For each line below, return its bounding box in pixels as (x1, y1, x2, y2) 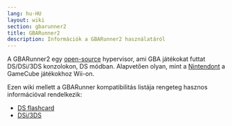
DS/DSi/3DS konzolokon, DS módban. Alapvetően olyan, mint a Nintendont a (7, 62, 226, 71)
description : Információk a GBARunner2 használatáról (7, 36, 166, 43)
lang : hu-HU (7, 10, 42, 17)
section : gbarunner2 (7, 23, 67, 30)
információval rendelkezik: (7, 91, 82, 99)
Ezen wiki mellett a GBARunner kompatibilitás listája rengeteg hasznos (7, 83, 208, 91)
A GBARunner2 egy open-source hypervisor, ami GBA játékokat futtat (7, 55, 206, 63)
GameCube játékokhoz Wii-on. (7, 70, 95, 78)
